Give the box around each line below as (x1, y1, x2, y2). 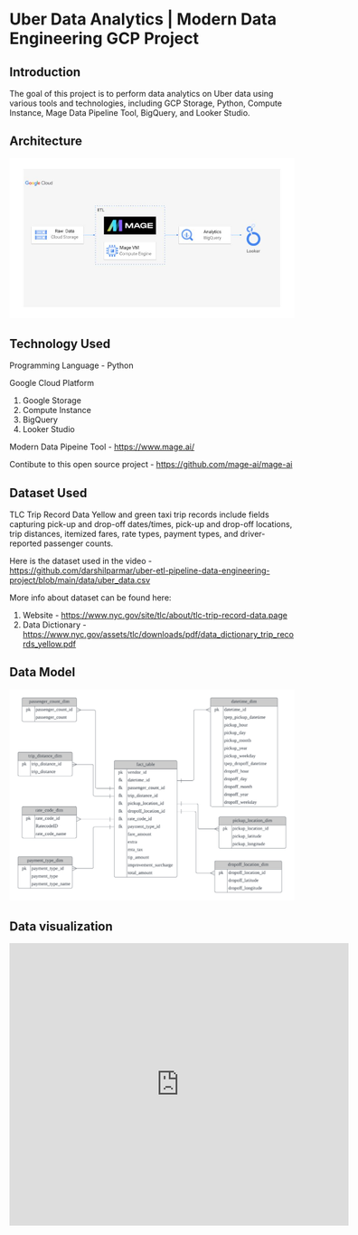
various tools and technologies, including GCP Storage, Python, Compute (9, 98, 283, 108)
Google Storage (22, 395, 81, 406)
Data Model (9, 665, 76, 680)
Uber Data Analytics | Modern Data (9, 9, 278, 30)
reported (9, 538, 42, 549)
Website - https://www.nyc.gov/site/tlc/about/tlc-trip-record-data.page (22, 609, 287, 620)
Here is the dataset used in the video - (9, 555, 153, 566)
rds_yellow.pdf (22, 638, 77, 649)
